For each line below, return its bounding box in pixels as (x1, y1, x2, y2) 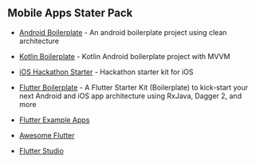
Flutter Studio (18, 145, 65, 155)
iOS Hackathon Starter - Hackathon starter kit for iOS (18, 67, 194, 77)
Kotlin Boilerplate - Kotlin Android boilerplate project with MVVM (18, 51, 230, 61)
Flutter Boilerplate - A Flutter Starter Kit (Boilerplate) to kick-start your (18, 82, 249, 92)
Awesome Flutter (18, 130, 75, 140)
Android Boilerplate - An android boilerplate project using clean (18, 27, 227, 37)
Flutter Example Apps (18, 115, 90, 125)
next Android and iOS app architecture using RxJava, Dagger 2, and (18, 91, 242, 101)
